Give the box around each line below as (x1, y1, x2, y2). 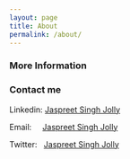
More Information (9, 59, 87, 72)
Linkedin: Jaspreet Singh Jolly (9, 104, 121, 115)
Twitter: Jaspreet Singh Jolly (9, 138, 119, 149)
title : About (9, 22, 58, 31)
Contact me (9, 84, 62, 96)
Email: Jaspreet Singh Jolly (9, 121, 118, 132)
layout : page (9, 13, 58, 22)
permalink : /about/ (9, 30, 82, 39)
